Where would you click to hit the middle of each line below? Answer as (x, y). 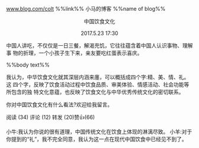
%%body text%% (28, 65)
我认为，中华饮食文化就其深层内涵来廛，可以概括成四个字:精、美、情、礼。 (98, 77)
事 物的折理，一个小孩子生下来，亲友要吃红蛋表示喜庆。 (74, 53)
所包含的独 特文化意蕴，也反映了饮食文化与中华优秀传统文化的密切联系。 (95, 92)
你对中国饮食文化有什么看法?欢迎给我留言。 (60, 105)
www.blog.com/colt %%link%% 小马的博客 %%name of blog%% (86, 9)
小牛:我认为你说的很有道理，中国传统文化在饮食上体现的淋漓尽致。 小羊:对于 (99, 132)
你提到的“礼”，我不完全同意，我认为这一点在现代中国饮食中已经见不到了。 (97, 139)
